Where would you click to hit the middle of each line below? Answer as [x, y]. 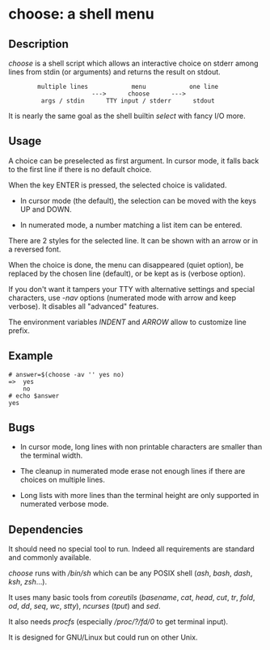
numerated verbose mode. [64, 504]
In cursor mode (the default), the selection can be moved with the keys [138, 200]
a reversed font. [35, 249]
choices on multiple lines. [62, 480]
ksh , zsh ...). [27, 582]
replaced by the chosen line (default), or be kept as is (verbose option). [127, 273]
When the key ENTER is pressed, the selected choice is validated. [118, 185]
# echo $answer [34, 396]
